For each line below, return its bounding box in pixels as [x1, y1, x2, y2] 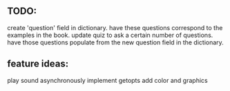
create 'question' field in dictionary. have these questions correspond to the [7, 23, 223, 31]
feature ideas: [7, 58, 69, 70]
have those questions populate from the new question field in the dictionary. [7, 38, 224, 47]
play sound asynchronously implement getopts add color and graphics [7, 76, 209, 84]
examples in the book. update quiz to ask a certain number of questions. [7, 31, 213, 39]
